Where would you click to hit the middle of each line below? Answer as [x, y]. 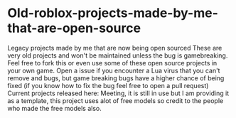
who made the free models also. [54, 108]
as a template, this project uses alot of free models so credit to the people [116, 100]
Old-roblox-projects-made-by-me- [113, 13]
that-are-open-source [74, 28]
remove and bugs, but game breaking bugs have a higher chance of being [116, 78]
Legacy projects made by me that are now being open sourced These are [115, 48]
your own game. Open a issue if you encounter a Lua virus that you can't [114, 70]
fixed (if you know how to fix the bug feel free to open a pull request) [108, 85]
